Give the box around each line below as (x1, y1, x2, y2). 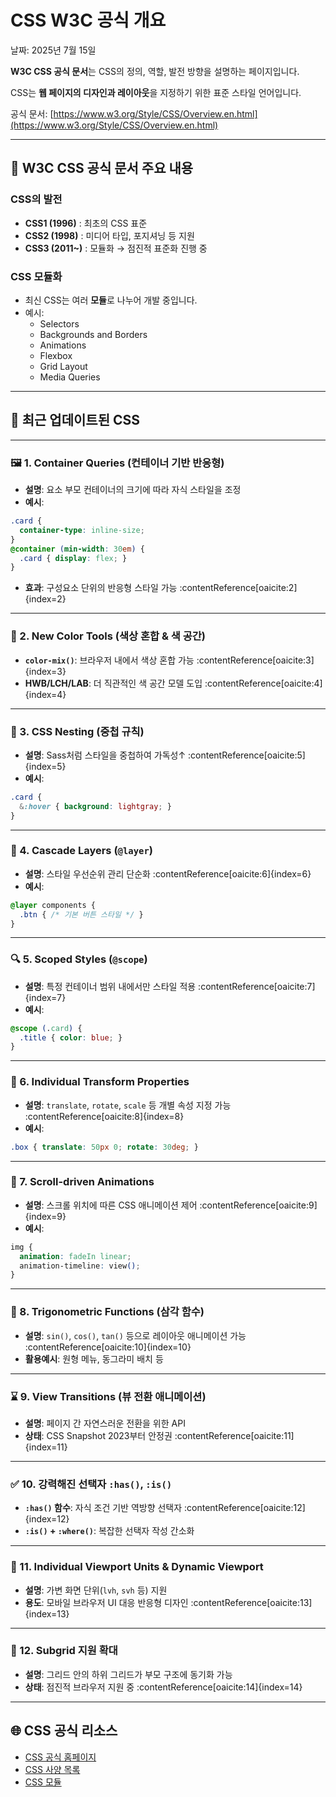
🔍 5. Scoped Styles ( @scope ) (10, 952, 148, 966)
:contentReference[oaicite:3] (196, 654, 315, 666)
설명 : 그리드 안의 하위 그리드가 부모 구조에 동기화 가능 (24, 1668, 233, 1680)
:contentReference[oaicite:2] (179, 582, 298, 594)
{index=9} (24, 1210, 67, 1222)
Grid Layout (39, 360, 88, 372)
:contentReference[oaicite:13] (190, 1596, 313, 1608)
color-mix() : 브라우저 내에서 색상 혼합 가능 (24, 654, 195, 666)
